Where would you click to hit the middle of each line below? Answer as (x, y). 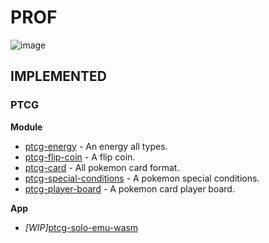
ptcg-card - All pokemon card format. (102, 167)
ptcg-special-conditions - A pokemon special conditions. (142, 178)
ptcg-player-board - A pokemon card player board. (129, 188)
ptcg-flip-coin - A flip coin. (80, 157)
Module (26, 127)
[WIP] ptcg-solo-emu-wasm (81, 227)
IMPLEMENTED (58, 76)
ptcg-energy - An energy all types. (96, 146)
